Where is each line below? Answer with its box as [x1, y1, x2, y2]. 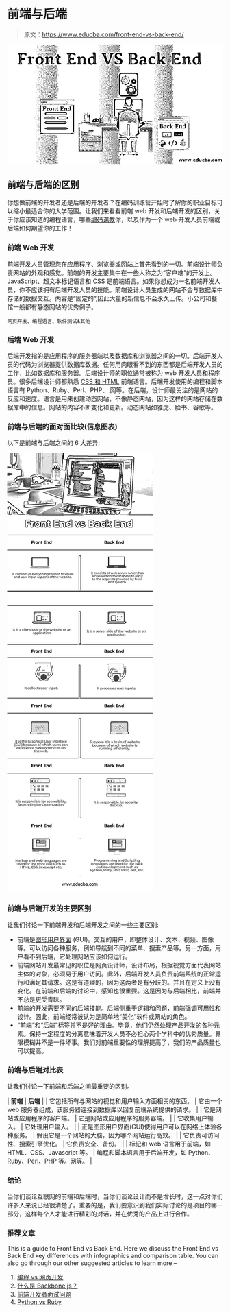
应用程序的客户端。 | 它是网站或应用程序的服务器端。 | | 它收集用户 [18, 1113, 207, 1122]
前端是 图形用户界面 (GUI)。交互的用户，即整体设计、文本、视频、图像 [16, 935, 214, 943]
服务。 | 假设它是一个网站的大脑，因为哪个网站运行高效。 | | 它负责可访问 [12, 1131, 220, 1139]
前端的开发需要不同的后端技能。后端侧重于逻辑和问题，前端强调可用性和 [16, 1004, 221, 1012]
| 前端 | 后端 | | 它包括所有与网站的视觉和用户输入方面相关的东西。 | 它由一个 [7, 1096, 222, 1105]
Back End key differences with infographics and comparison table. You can [7, 1252, 219, 1260]
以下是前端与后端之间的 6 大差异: [7, 439, 101, 447]
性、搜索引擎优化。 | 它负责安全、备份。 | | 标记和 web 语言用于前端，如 [7, 1140, 211, 1148]
